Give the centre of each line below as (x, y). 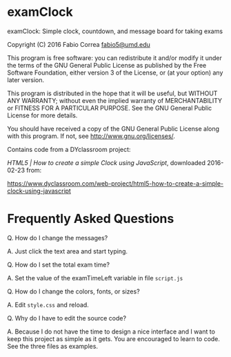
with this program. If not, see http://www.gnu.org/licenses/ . (91, 136)
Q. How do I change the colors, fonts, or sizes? (73, 291)
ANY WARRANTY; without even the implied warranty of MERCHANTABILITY (115, 100)
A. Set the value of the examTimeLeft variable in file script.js (95, 278)
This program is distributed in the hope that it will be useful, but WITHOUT (112, 93)
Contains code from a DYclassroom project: (69, 149)
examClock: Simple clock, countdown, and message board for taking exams (115, 31)
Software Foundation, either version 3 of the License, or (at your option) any (115, 73)
